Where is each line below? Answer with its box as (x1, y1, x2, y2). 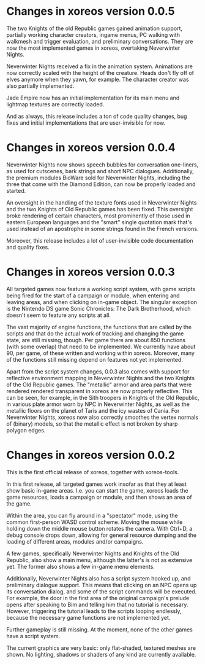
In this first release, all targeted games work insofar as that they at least (6, 480, 187, 488)
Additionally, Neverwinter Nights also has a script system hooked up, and (6, 574, 191, 582)
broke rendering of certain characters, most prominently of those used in (6, 212, 191, 219)
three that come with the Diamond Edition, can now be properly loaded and (6, 180, 196, 188)
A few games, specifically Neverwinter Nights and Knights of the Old (6, 550, 179, 557)
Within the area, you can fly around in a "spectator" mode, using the (6, 512, 179, 519)
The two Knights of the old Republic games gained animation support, (6, 25, 182, 32)
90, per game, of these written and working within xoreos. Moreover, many (6, 349, 195, 357)
